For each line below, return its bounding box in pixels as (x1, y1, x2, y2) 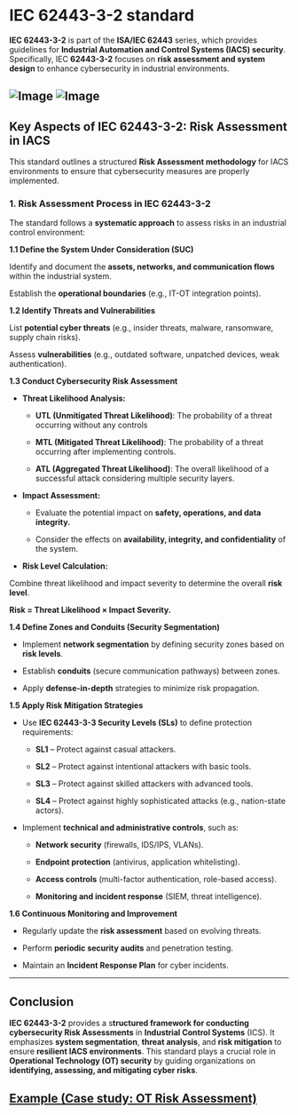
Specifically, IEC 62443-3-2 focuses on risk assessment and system (9, 53, 266, 64)
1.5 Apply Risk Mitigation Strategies (9, 700, 144, 711)
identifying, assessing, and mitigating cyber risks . (9, 1065, 198, 1076)
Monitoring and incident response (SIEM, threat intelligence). (35, 891, 263, 902)
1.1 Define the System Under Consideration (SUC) (9, 244, 194, 255)
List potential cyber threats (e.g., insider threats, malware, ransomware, (9, 323, 274, 333)
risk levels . (21, 649, 64, 659)
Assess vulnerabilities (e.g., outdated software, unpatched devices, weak (9, 349, 280, 360)
